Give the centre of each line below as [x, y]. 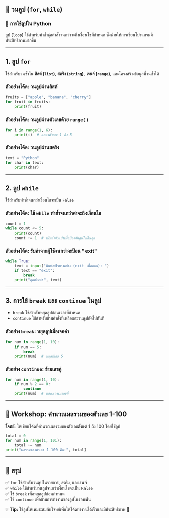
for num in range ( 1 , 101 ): [33, 440]
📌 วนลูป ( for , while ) [34, 9]
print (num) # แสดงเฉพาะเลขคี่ [41, 394]
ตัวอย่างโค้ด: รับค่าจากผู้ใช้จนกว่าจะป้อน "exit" [51, 251]
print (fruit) [28, 106]
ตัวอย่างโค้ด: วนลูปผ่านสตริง [32, 148]
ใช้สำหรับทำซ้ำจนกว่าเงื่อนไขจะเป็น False [40, 200]
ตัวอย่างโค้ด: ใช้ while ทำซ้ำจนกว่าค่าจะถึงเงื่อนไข [53, 213]
